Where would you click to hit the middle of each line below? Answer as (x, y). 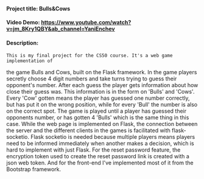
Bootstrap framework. (34, 169)
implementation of (30, 61)
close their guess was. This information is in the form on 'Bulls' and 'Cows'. (100, 92)
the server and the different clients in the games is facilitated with (88, 130)
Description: (22, 43)
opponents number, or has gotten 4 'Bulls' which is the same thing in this (98, 118)
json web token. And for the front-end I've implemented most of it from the (100, 163)
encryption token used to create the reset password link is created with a (98, 156)
